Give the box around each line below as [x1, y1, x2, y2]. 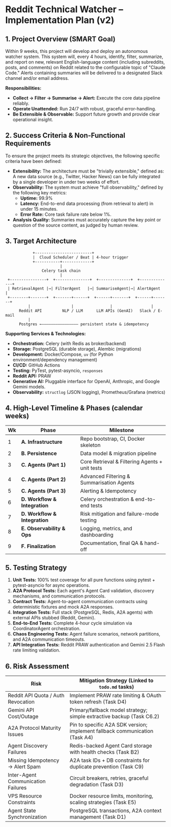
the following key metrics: [12, 189, 67, 195]
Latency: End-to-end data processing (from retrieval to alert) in [20, 200, 154, 207]
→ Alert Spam [8, 763, 41, 771]
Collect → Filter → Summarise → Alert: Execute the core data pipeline [12, 95, 160, 101]
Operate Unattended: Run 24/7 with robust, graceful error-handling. [12, 106, 156, 111]
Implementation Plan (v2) [5, 14, 115, 26]
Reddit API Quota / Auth [8, 692, 65, 699]
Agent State [8, 807, 37, 814]
